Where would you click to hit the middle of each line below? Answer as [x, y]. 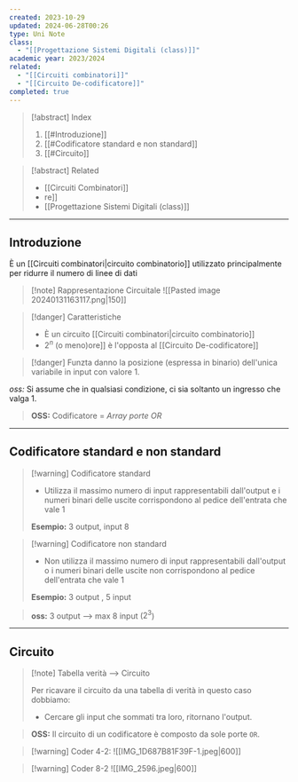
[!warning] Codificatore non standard [98, 543]
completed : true [39, 91]
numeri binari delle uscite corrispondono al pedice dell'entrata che [165, 500]
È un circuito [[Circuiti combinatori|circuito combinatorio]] [149, 335]
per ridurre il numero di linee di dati [73, 273]
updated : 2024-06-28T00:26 [59, 26]
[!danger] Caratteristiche [76, 317]
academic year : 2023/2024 [57, 59]
